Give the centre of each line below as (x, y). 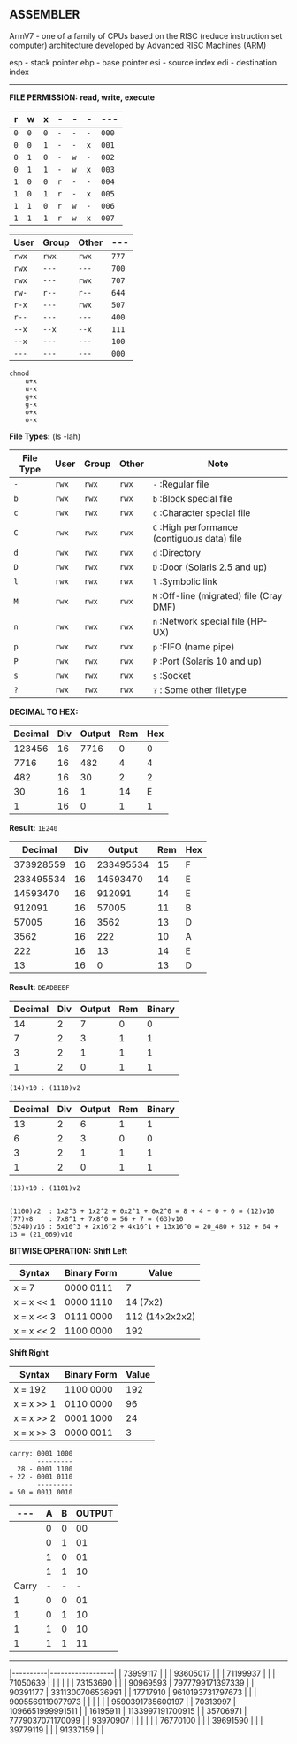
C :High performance (195, 527)
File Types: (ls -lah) (45, 436)
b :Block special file (192, 498)
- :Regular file (181, 484)
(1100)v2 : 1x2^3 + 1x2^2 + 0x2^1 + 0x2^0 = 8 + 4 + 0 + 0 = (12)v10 (142, 1211)
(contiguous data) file (198, 538)
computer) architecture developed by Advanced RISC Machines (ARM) (138, 45)
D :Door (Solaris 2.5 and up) (210, 567)
